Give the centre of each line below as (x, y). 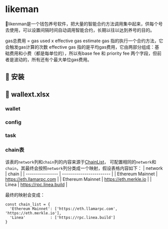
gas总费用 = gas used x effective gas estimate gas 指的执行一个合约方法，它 (84, 41)
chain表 (15, 150)
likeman (22, 9)
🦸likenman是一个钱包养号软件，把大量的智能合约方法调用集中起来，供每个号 (84, 24)
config (13, 122)
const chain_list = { (28, 204)
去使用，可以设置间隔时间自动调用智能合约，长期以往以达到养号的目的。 (80, 30)
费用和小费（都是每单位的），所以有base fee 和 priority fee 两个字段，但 (83, 53)
